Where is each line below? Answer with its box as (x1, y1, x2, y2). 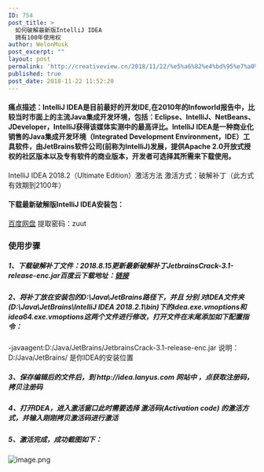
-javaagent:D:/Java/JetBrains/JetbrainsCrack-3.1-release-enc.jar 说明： (8, 343, 240, 353)
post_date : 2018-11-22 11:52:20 (8, 77, 114, 85)
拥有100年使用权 (15, 33, 61, 42)
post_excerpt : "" (8, 48, 65, 56)
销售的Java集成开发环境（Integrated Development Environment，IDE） (8, 132, 244, 141)
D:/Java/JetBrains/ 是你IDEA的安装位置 (8, 353, 134, 362)
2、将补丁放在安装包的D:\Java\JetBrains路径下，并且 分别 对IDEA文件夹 (8, 292, 245, 302)
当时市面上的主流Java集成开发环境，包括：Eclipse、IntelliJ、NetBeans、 (14, 112, 255, 122)
